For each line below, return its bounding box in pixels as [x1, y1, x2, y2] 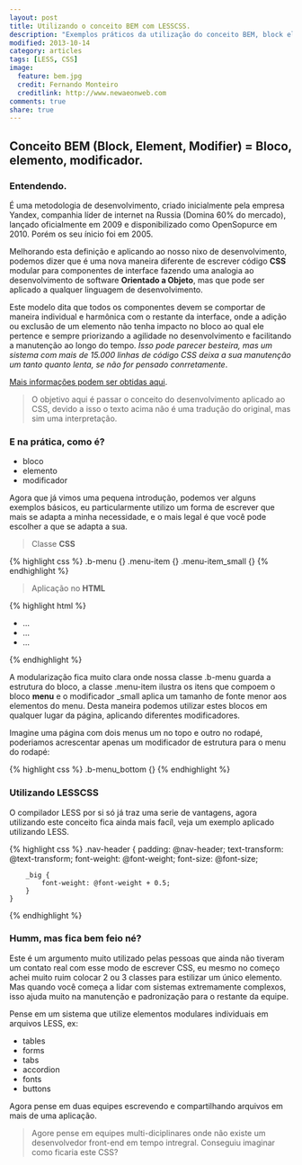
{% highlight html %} [9, 600, 87, 612]
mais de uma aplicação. [9, 1110, 97, 1121]
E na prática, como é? [9, 435, 105, 448]
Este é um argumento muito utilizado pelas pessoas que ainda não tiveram [9, 953, 285, 963]
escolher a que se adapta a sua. [9, 521, 128, 532]
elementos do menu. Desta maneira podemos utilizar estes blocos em [9, 701, 268, 712]
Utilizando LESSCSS [9, 786, 99, 799]
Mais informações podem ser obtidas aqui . [9, 376, 168, 387]
